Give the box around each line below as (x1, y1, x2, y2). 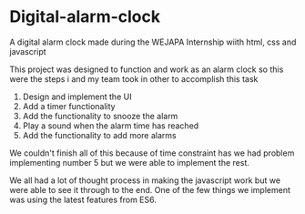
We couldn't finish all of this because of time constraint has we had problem (9, 148, 295, 158)
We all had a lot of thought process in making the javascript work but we (9, 175, 280, 186)
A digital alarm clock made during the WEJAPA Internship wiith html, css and (9, 36, 297, 47)
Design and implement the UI (22, 91, 132, 102)
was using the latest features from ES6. (9, 194, 157, 205)
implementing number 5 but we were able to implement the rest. (9, 157, 250, 168)
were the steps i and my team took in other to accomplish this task (9, 73, 259, 84)
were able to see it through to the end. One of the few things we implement (9, 184, 291, 195)
